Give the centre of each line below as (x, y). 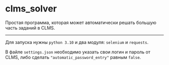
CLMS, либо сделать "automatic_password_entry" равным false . (73, 57)
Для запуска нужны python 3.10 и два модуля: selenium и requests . (77, 42)
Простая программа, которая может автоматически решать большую (81, 22)
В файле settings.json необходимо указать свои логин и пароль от (78, 52)
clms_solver (31, 9)
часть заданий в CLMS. (30, 27)
